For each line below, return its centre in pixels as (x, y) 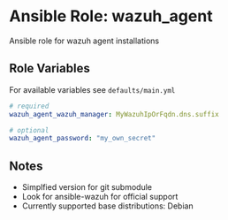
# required (29, 106)
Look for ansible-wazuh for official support (100, 197)
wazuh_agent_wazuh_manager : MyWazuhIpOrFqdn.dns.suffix (114, 114)
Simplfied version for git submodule (87, 187)
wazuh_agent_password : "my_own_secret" (83, 139)
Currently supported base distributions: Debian (107, 206)
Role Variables (49, 68)
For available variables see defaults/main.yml (92, 89)
